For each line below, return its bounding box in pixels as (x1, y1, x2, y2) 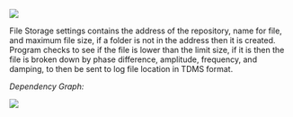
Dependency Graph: (9, 81, 84, 92)
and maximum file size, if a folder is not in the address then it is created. (9, 35, 276, 45)
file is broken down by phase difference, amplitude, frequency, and (9, 54, 258, 65)
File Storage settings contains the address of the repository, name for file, (9, 25, 283, 36)
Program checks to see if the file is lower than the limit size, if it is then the (9, 45, 285, 55)
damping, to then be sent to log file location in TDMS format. (9, 64, 234, 74)
